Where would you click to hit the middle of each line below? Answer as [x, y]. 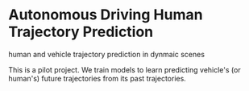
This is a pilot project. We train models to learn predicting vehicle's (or [124, 69]
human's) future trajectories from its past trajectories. [98, 78]
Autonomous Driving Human [106, 15]
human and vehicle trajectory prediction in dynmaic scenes [107, 54]
